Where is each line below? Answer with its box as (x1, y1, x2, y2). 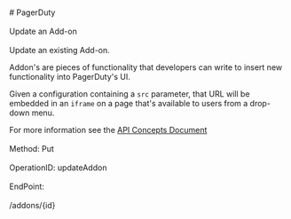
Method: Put (9, 144, 55, 153)
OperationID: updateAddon (9, 162, 107, 173)
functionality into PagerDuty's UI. (9, 72, 130, 82)
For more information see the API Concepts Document (9, 125, 208, 135)
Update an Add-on (9, 26, 77, 36)
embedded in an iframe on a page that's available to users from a (9, 98, 248, 108)
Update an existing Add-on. (9, 45, 111, 55)
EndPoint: (9, 181, 44, 192)
